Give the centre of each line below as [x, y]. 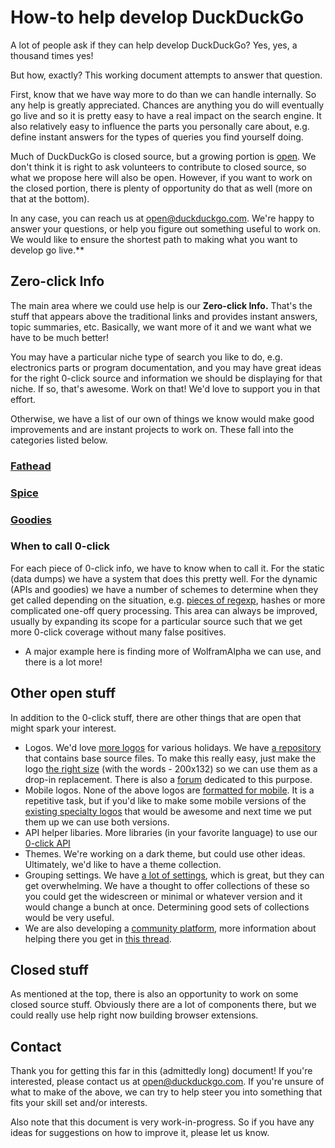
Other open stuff [63, 693]
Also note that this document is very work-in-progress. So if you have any [162, 1122]
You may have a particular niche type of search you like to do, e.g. [146, 357]
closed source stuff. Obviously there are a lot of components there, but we [163, 1005]
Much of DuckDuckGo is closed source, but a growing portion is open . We [163, 156]
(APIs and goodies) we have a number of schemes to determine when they [164, 589]
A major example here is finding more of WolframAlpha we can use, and [173, 651]
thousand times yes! [52, 55]
